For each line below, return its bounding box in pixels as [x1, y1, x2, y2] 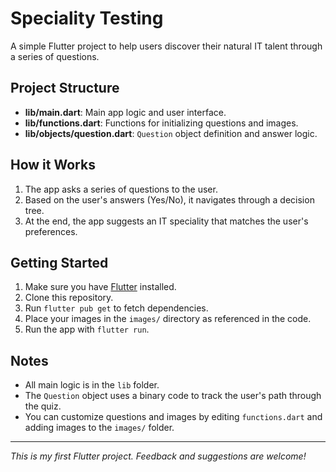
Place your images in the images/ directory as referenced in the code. [24, 313, 312, 325]
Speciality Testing [10, 7, 164, 30]
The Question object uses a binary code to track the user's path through [24, 390, 322, 402]
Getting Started [10, 254, 109, 271]
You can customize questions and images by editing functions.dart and [24, 411, 323, 423]
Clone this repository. [24, 292, 114, 304]
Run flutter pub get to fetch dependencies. [24, 302, 209, 314]
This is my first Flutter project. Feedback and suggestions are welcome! [10, 450, 307, 462]
